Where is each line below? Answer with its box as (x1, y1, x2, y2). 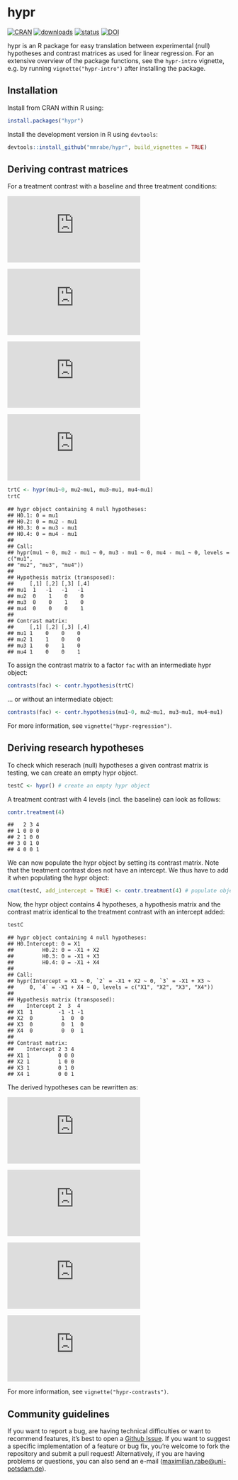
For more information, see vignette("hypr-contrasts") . (7, 1387, 169, 1396)
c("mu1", (7, 556, 33, 563)
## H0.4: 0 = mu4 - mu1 (7, 531, 78, 538)
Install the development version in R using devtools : (7, 130, 158, 138)
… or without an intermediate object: (7, 695, 113, 703)
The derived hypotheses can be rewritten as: (7, 1083, 138, 1092)
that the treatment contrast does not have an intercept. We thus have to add (7, 866, 229, 875)
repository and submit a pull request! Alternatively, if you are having (7, 1449, 205, 1457)
